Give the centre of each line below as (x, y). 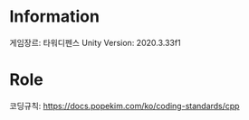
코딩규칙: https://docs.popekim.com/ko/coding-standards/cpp (124, 106)
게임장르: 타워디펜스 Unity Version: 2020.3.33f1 (95, 42)
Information (54, 17)
